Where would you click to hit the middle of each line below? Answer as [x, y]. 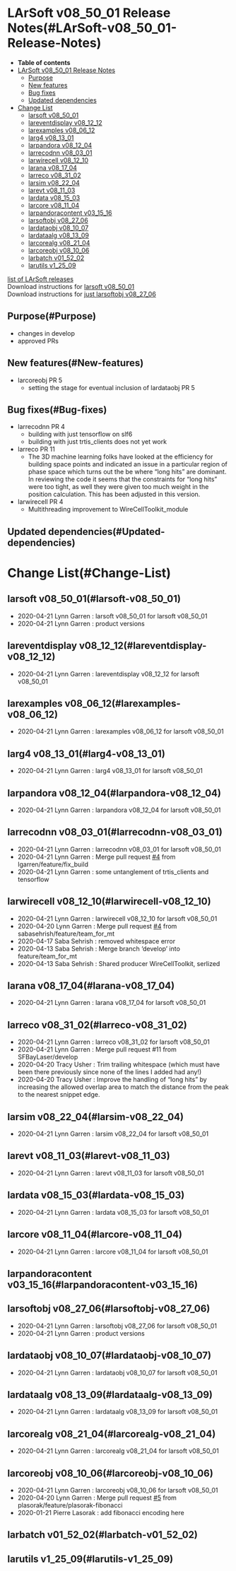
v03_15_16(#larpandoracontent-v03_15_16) [103, 1284]
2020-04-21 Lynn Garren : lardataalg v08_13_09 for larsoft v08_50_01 [118, 1412]
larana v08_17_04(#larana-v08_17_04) [91, 986]
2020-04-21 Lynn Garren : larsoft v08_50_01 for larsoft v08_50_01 [112, 616]
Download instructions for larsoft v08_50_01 [71, 286]
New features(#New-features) [76, 363]
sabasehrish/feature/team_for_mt [66, 934]
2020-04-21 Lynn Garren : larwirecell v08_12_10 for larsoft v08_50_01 [117, 918]
